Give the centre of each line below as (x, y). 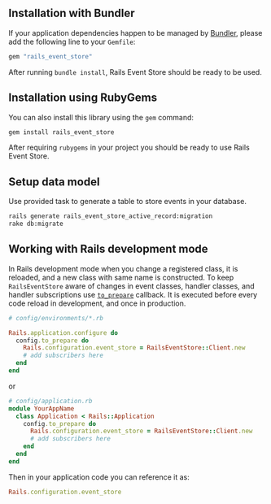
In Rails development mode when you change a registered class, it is (123, 268)
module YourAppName (42, 408)
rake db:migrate (36, 224)
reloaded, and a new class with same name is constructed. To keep (121, 277)
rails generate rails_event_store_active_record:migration (111, 216)
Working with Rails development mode (109, 249)
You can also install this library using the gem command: (101, 117)
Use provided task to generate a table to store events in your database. (127, 202)
